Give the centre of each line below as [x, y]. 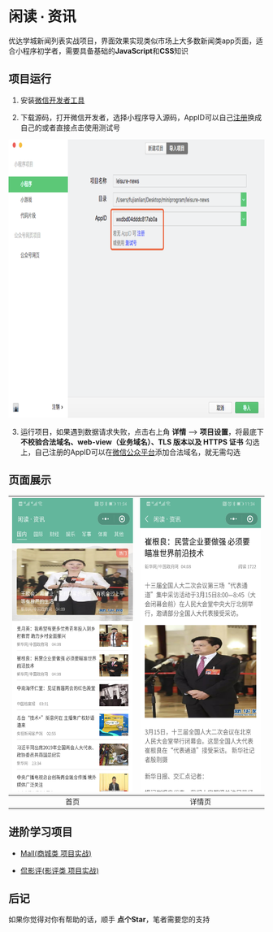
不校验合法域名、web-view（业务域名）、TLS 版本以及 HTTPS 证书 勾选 [140, 442]
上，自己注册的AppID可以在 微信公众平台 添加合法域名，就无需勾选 [130, 452]
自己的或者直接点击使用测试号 [70, 128]
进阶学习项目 [41, 832]
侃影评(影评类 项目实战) [59, 870]
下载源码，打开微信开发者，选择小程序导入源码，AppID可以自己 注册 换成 [141, 117]
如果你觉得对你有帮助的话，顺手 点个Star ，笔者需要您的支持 [109, 920]
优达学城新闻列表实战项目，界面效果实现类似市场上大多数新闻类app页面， [132, 41]
